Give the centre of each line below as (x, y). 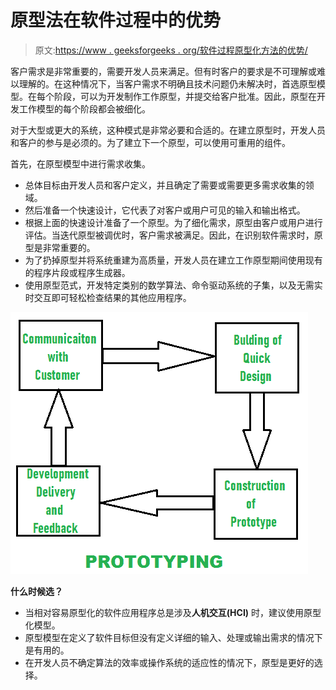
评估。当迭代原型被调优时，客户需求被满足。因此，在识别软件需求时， (169, 235)
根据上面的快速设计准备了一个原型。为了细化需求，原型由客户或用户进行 (173, 222)
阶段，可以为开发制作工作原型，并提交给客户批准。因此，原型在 (185, 96)
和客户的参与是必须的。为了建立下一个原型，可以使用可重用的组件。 (150, 142)
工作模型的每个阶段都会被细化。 (84, 108)
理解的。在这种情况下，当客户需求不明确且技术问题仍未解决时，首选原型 (167, 83)
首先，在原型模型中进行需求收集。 (80, 163)
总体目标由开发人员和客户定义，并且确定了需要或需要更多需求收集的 (165, 185)
